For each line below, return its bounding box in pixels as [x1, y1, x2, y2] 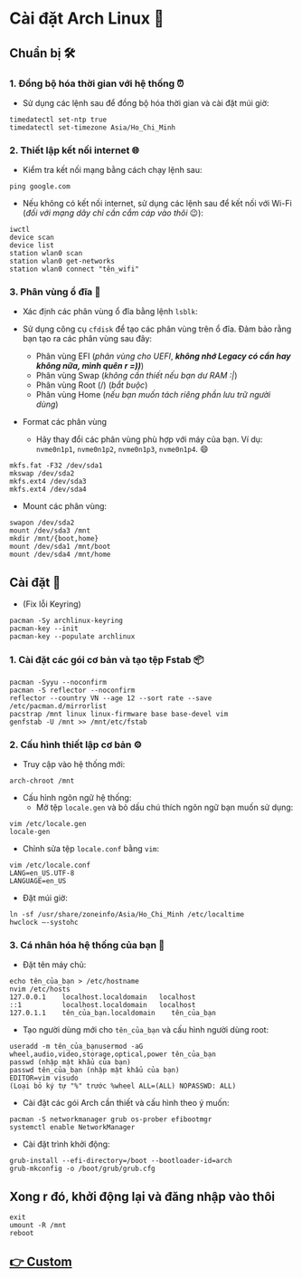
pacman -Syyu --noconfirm [9, 677, 107, 687]
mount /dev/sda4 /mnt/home [9, 550, 111, 560]
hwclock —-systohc [9, 918, 79, 927]
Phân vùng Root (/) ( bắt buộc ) [35, 380, 148, 390]
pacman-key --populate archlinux [9, 632, 136, 641]
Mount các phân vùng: [22, 501, 107, 512]
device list [9, 241, 54, 250]
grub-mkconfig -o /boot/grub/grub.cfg [9, 1164, 156, 1174]
